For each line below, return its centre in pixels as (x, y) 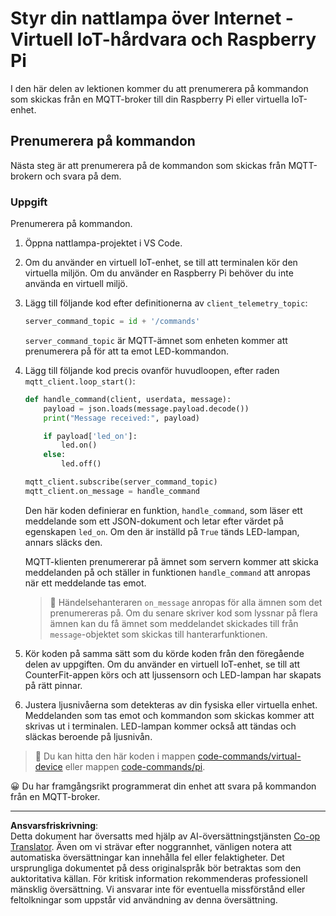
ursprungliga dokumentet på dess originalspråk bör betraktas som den (156, 868)
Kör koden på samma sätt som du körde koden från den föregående (164, 653)
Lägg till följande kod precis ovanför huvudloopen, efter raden (152, 370)
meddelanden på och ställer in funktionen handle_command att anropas (167, 572)
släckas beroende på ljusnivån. (88, 736)
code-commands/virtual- (249, 756)
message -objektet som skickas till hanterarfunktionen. (158, 634)
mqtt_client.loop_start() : (80, 381)
